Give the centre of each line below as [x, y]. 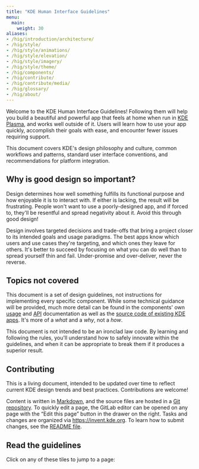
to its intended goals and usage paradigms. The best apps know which [93, 237]
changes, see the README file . [44, 427]
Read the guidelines [44, 445]
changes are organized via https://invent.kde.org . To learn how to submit [95, 420]
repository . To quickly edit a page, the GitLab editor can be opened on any [97, 408]
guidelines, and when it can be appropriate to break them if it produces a [95, 344]
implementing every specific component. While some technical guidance [95, 301]
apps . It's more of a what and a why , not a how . [64, 320]
